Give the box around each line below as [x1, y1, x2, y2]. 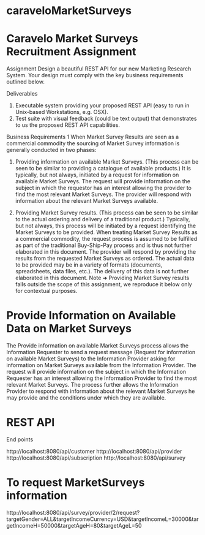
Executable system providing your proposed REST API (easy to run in [15, 102, 190, 109]
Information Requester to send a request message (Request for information [6, 349, 196, 356]
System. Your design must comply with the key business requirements [6, 72, 184, 79]
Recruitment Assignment [6, 45, 136, 59]
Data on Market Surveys [6, 322, 132, 336]
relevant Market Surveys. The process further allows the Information [6, 381, 179, 389]
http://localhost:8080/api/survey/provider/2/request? [6, 509, 140, 516]
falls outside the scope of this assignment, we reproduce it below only [15, 281, 192, 288]
